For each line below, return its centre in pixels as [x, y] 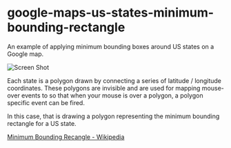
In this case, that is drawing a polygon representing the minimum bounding [113, 116]
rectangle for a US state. [42, 123]
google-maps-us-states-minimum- [111, 13]
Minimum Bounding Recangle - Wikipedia [66, 137]
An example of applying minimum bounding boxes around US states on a [111, 46]
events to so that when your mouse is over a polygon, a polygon [112, 95]
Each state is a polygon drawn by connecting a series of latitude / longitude [114, 80]
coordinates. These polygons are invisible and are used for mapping [104, 88]
